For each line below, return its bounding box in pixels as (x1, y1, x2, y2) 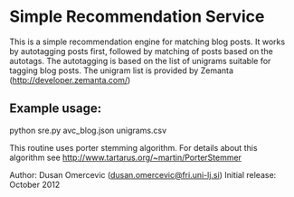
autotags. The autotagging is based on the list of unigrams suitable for (9, 55, 271, 66)
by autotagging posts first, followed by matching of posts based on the (9, 45, 273, 56)
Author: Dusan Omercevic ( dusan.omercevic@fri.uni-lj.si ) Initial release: (9, 169, 277, 180)
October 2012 (9, 179, 61, 190)
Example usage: (9, 101, 102, 117)
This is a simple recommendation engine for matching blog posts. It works (9, 36, 286, 47)
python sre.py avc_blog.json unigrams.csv (9, 125, 167, 136)
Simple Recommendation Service (9, 6, 265, 27)
